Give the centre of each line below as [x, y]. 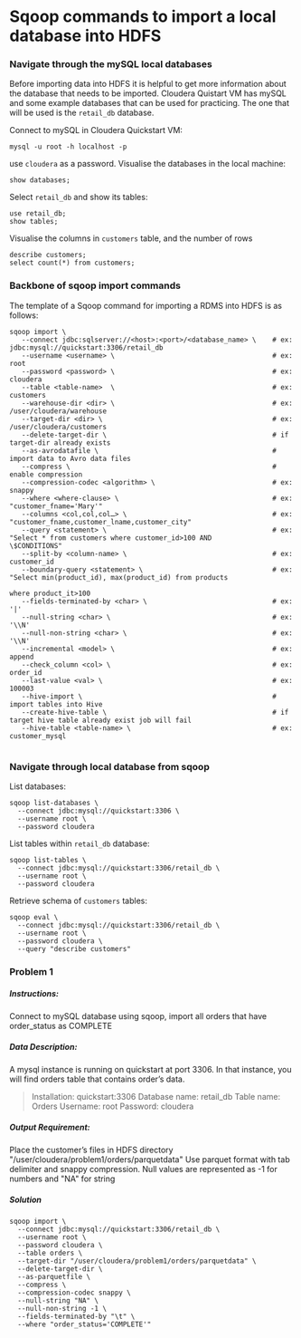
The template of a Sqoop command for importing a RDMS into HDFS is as [146, 305]
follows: [24, 315]
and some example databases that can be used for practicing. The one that [150, 103]
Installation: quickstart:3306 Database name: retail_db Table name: [156, 1096]
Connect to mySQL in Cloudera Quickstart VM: [96, 130]
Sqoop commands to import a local [143, 17]
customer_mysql [38, 736]
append [22, 657]
